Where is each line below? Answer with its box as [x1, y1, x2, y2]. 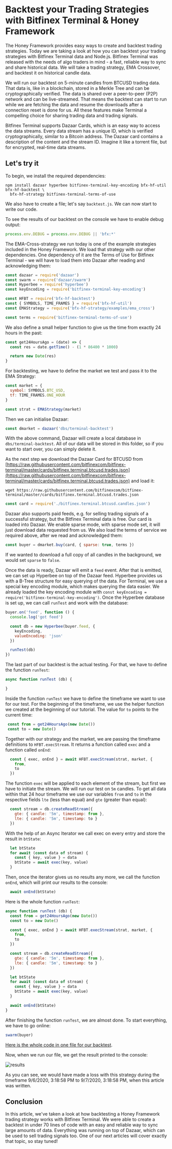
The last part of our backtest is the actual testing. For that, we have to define [5, 662, 167, 668]
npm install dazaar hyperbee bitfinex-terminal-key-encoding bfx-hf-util [5, 182, 167, 188]
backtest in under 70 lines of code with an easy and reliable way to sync [5, 1122, 158, 1128]
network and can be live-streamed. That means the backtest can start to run [5, 96, 167, 102]
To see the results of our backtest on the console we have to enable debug [5, 216, 164, 222]
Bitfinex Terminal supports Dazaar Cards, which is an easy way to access [5, 122, 160, 128]
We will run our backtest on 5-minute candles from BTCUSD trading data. [5, 80, 160, 86]
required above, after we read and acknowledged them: [5, 533, 123, 539]
